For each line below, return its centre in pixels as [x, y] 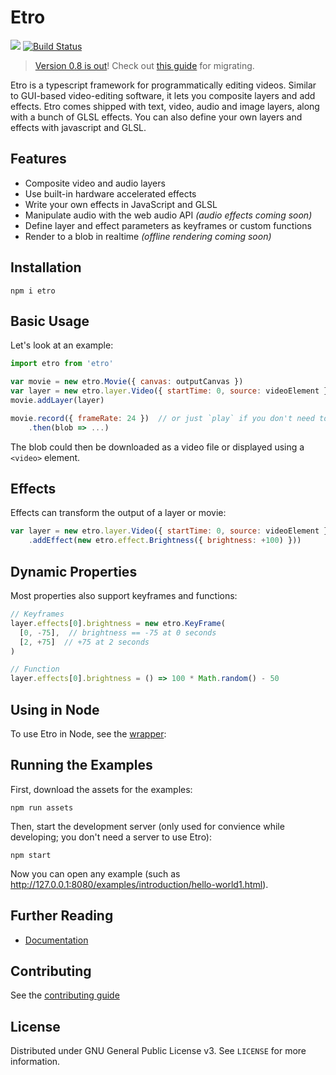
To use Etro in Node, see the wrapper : [88, 733]
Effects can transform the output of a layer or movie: [118, 513]
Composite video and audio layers [95, 183]
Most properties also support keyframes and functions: [124, 595]
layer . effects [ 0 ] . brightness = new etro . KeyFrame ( [118, 623]
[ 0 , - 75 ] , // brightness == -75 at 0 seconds [118, 632]
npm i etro [33, 291]
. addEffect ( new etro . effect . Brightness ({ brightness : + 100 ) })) [165, 541]
